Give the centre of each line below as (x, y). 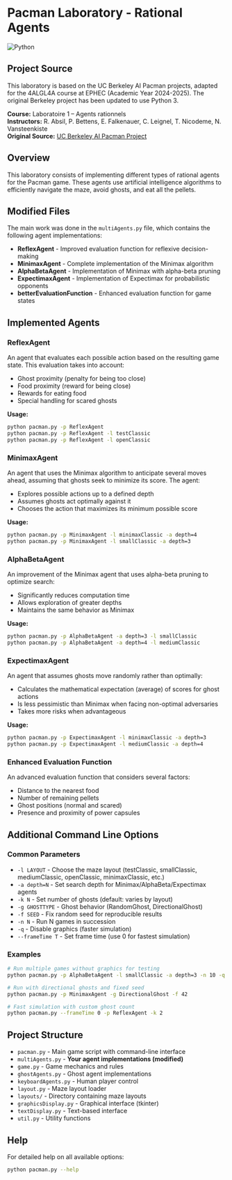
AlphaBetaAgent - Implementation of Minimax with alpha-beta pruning (119, 271)
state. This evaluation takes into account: (66, 365)
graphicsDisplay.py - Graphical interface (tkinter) (88, 1103)
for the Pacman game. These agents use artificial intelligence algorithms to (115, 182)
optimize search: (31, 582)
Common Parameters (44, 854)
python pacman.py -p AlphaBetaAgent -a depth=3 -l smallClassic (102, 636)
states (26, 301)
